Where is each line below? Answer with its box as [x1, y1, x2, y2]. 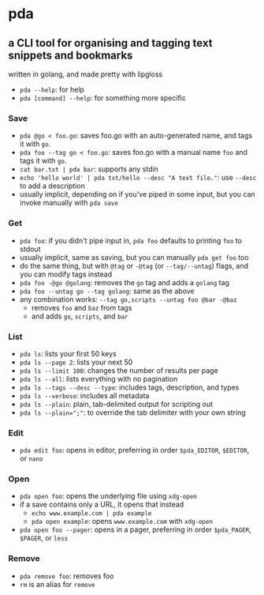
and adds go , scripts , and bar [31, 311, 128, 321]
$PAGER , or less [19, 533, 69, 543]
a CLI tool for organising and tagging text [8, 36, 213, 50]
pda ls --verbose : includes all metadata [19, 390, 150, 400]
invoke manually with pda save [19, 198, 118, 208]
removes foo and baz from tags [31, 303, 132, 312]
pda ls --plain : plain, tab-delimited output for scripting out [19, 399, 214, 409]
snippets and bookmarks [8, 48, 133, 62]
